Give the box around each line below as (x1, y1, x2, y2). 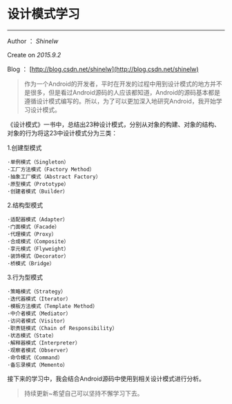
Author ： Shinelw (7, 37, 59, 45)
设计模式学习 (7, 6, 81, 22)
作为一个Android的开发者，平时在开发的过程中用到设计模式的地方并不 (23, 79, 222, 88)
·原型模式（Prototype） (7, 180, 69, 187)
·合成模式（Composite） (7, 238, 69, 245)
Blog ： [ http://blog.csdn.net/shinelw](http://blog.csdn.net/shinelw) (7, 65, 199, 73)
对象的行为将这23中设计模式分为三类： (7, 128, 118, 137)
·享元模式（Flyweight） (7, 245, 69, 252)
